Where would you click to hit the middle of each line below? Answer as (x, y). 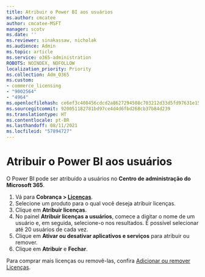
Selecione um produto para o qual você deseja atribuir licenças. (95, 203)
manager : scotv (26, 29)
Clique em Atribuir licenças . (51, 210)
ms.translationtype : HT (37, 114)
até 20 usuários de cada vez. (52, 229)
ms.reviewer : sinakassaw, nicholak (52, 40)
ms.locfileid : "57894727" (39, 131)
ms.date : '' (21, 35)
